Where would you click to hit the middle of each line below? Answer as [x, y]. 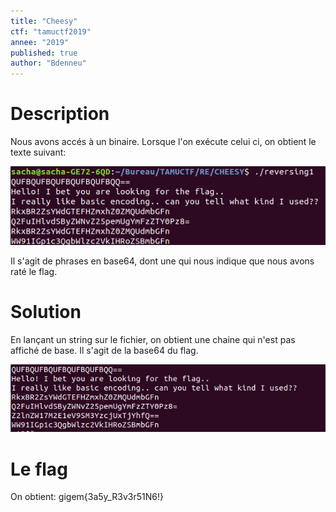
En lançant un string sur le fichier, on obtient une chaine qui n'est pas [153, 340]
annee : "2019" [40, 42]
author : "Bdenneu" [48, 63]
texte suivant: [38, 152]
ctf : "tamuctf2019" [51, 31]
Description [60, 114]
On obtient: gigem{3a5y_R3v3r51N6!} [87, 497]
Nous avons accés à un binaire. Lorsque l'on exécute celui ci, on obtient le [163, 142]
